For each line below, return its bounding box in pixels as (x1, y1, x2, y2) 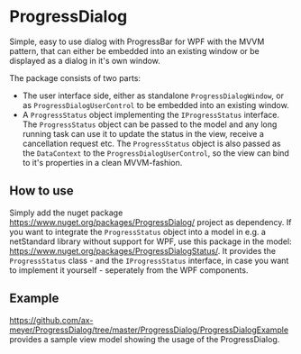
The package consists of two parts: (9, 72, 141, 83)
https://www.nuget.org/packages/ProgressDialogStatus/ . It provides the (9, 245, 277, 256)
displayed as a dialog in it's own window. (9, 55, 160, 66)
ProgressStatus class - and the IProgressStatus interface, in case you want (9, 255, 289, 266)
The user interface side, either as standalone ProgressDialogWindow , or (22, 90, 284, 101)
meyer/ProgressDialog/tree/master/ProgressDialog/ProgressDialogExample (9, 324, 289, 335)
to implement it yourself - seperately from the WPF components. (9, 264, 249, 276)
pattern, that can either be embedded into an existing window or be (9, 45, 260, 56)
